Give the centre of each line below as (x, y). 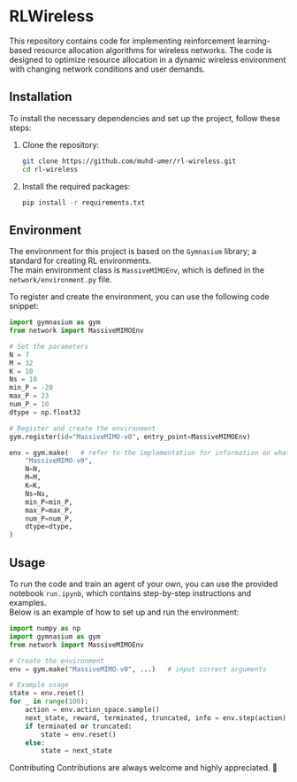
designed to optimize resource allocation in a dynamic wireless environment (148, 59)
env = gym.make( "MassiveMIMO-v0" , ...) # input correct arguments (138, 669)
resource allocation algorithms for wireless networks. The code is (153, 50)
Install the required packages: (76, 186)
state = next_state (77, 751)
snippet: (24, 306)
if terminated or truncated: (79, 726)
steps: (20, 128)
